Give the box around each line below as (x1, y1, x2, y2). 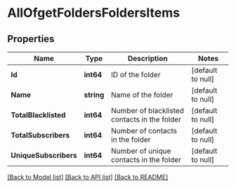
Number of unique (111, 146, 171, 156)
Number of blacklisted (111, 106, 185, 115)
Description (127, 54, 168, 63)
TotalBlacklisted (11, 110, 66, 120)
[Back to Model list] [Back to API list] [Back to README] (7, 173, 169, 181)
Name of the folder (111, 90, 173, 100)
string (84, 90, 105, 100)
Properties (7, 33, 55, 45)
